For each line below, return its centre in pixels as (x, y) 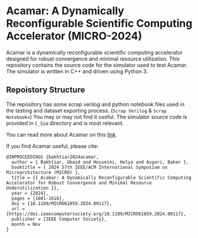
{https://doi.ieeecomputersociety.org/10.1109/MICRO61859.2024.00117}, (96, 214)
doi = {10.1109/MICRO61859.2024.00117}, (62, 203)
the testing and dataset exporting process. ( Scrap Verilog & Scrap (86, 110)
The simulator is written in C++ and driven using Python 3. (77, 71)
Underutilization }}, (33, 188)
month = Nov (26, 224)
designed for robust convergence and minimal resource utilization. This (93, 59)
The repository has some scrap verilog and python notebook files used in (95, 104)
